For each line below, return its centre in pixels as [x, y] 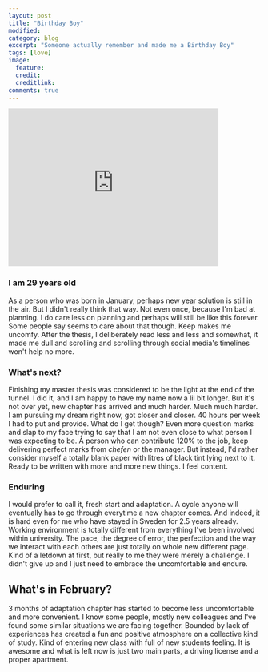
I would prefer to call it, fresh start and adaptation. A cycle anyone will [123, 505]
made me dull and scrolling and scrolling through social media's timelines [129, 343]
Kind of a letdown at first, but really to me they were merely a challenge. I [129, 555]
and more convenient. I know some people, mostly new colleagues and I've [132, 617]
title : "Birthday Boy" [46, 23]
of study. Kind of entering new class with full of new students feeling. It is [129, 642]
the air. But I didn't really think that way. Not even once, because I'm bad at [132, 308]
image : [19, 61]
